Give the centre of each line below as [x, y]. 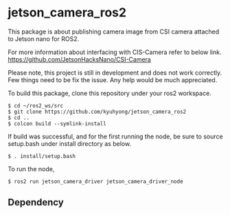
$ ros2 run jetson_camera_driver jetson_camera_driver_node [96, 181]
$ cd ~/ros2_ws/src [36, 105]
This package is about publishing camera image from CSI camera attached [114, 31]
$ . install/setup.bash [42, 156]
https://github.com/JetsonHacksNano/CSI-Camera [80, 59]
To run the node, [31, 168]
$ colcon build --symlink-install [57, 124]
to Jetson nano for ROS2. [44, 38]
